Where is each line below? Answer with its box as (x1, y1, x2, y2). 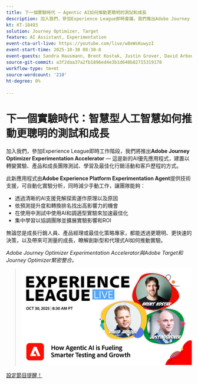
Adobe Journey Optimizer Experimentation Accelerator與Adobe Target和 (6, 250, 183, 257)
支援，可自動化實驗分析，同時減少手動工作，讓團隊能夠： (6, 182, 146, 189)
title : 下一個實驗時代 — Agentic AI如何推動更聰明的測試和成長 (6, 9, 147, 15)
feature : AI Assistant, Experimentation (6, 34, 107, 41)
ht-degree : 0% (6, 78, 41, 84)
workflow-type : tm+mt (6, 65, 60, 71)
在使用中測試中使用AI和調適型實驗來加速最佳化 (14, 209, 128, 216)
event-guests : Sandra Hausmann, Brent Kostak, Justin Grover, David (6, 53, 178, 59)
